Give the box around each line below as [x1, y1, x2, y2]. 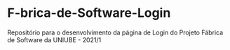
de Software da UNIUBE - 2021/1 [7, 35, 102, 44]
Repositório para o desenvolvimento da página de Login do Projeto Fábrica [7, 28, 224, 37]
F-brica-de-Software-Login [7, 5, 171, 21]
